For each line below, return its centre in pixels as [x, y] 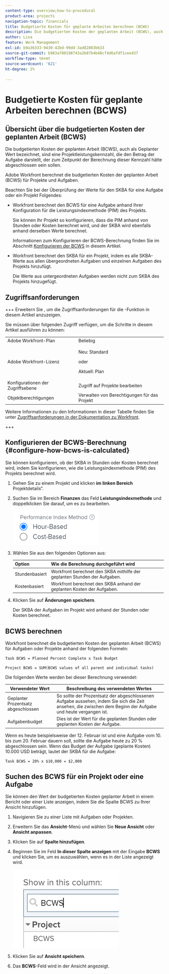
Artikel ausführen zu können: [35, 330]
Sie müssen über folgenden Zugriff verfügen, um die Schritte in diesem [79, 324]
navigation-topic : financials [37, 21]
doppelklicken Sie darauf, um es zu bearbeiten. [61, 503]
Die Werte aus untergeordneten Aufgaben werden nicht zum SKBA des [86, 276]
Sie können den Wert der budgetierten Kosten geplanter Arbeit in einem [79, 797]
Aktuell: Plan [91, 371]
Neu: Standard [93, 352]
